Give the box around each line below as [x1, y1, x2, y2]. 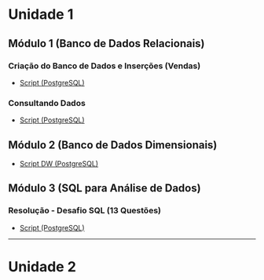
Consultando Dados [8, 97, 86, 108]
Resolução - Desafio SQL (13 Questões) [8, 205, 161, 216]
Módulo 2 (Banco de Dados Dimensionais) [8, 138, 218, 151]
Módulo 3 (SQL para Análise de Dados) [8, 182, 202, 195]
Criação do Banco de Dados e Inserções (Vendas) [8, 60, 201, 71]
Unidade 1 [8, 5, 74, 24]
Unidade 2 [8, 257, 77, 275]
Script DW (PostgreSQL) [19, 158, 99, 168]
